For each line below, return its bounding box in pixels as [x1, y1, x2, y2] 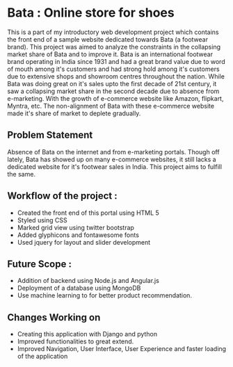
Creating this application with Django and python [17, 330, 158, 339]
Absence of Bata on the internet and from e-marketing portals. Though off [7, 147, 220, 156]
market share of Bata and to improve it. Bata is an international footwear [7, 50, 214, 58]
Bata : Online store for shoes [7, 5, 175, 21]
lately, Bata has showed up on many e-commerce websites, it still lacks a [7, 155, 217, 163]
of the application [17, 352, 68, 361]
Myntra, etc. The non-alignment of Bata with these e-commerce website [7, 101, 214, 110]
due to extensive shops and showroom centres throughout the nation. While [7, 72, 225, 81]
